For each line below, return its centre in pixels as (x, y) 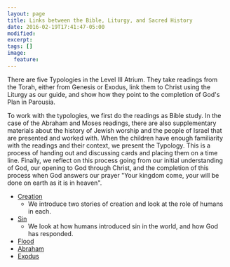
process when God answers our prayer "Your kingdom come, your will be (113, 175)
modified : (22, 33)
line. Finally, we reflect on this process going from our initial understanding (115, 160)
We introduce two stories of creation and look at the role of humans (126, 204)
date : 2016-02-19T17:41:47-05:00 (56, 27)
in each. (39, 211)
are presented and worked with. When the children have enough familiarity (115, 138)
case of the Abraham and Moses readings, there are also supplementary (112, 123)
